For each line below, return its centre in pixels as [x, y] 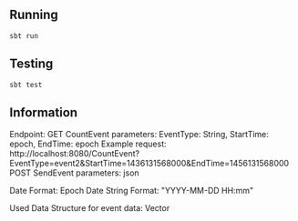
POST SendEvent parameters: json [74, 173]
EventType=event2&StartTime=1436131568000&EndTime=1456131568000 [149, 164]
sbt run [24, 35]
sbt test [26, 85]
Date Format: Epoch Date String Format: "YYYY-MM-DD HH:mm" [131, 191]
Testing [31, 64]
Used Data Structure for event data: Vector [90, 208]
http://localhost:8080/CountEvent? [74, 154]
